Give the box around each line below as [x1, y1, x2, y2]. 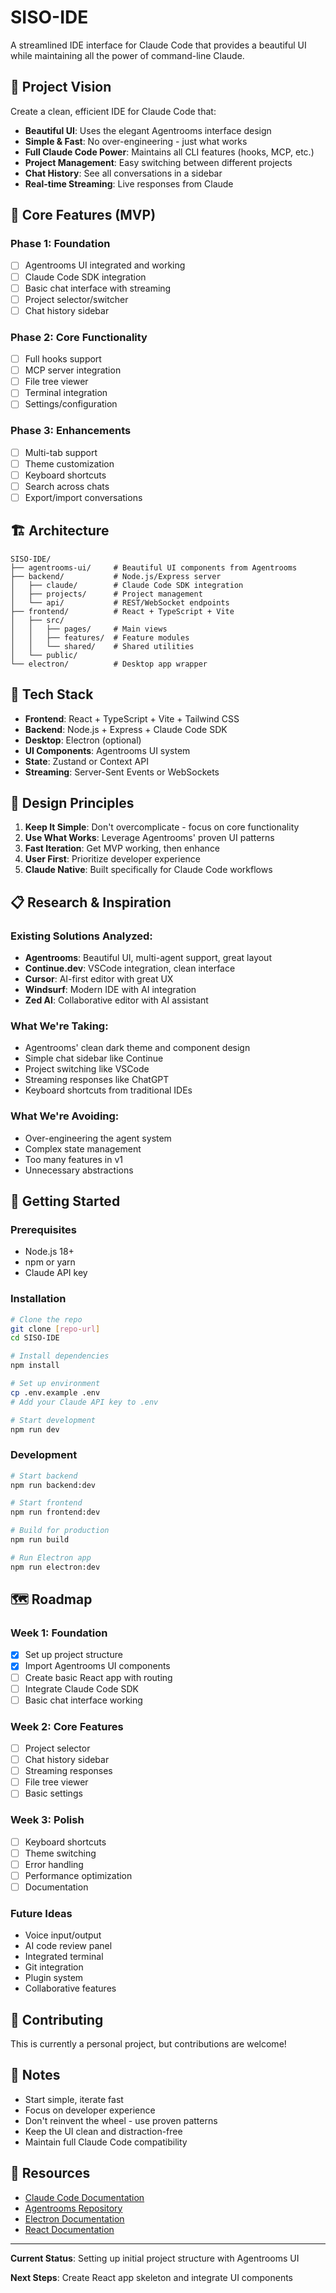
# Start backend [10, 1471, 78, 1481]
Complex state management [24, 1142, 142, 1155]
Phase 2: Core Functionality [10, 330, 148, 344]
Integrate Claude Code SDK [24, 1682, 139, 1695]
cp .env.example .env [10, 1387, 101, 1398]
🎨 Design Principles [10, 794, 135, 811]
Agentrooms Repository [24, 2202, 123, 2214]
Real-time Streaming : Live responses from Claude [24, 177, 234, 190]
